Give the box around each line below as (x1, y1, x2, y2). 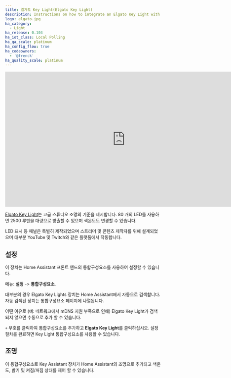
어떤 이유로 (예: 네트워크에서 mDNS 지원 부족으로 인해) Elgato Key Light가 (5, 308, 149, 314)
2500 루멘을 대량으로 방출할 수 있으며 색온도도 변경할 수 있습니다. (10, 218, 137, 224)
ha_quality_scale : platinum (5, 58, 63, 63)
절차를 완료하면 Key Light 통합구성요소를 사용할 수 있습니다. (5, 331, 120, 337)
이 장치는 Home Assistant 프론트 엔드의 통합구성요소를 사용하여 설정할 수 (5, 264, 147, 270)
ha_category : (5, 21, 32, 26)
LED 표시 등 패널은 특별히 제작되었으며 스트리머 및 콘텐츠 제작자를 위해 (5, 228, 141, 234)
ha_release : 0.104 (5, 30, 43, 35)
